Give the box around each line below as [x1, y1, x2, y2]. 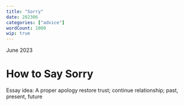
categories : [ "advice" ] [6, 19, 65, 25]
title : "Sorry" [6, 8, 44, 15]
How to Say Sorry [6, 67, 93, 81]
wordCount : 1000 [6, 25, 46, 31]
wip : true [6, 31, 31, 37]
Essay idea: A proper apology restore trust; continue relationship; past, [6, 87, 179, 94]
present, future [6, 93, 43, 100]
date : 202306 [6, 14, 38, 20]
